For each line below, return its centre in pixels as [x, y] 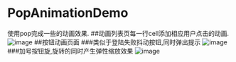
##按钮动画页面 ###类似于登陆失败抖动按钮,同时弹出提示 [118, 42]
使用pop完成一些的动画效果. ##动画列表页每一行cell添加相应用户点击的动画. [118, 33]
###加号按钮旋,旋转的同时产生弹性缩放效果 [70, 51]
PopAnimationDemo [68, 13]
